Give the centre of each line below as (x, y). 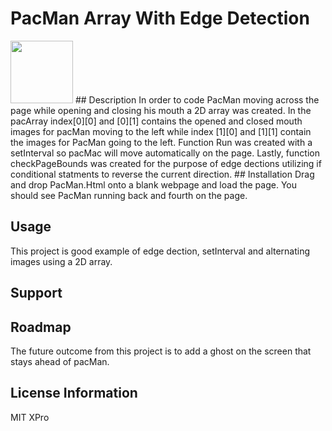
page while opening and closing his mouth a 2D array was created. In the (161, 110)
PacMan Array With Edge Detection (160, 18)
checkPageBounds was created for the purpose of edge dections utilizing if (166, 163)
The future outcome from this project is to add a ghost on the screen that (161, 351)
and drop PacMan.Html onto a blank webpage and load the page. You (153, 184)
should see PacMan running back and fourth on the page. (129, 195)
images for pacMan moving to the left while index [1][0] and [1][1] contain (161, 131)
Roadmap (41, 327)
